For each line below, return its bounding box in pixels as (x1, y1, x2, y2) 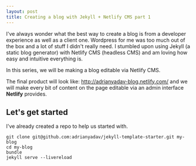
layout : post (6, 8, 38, 15)
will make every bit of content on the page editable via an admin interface (6, 84, 184, 91)
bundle (6, 150, 22, 155)
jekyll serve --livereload (6, 155, 72, 161)
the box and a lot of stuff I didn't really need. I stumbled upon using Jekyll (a (6, 42, 191, 50)
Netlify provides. (6, 90, 47, 97)
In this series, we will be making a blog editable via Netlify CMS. (6, 66, 161, 73)
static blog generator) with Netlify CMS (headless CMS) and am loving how (6, 49, 188, 56)
